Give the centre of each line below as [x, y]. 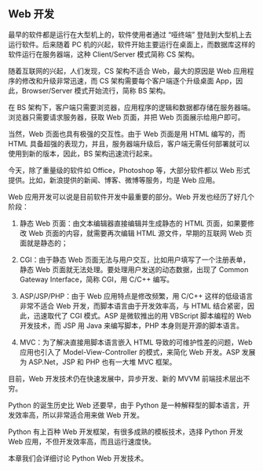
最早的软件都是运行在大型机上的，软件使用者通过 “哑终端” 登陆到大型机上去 [130, 35]
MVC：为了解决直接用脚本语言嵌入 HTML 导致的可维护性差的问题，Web [136, 342]
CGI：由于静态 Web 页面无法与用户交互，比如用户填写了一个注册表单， [134, 259]
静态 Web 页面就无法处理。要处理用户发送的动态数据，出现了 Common [134, 269]
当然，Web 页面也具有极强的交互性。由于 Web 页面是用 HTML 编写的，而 [127, 134]
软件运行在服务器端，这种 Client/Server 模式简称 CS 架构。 [103, 54]
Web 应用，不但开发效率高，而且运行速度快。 [82, 441]
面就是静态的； [44, 243]
